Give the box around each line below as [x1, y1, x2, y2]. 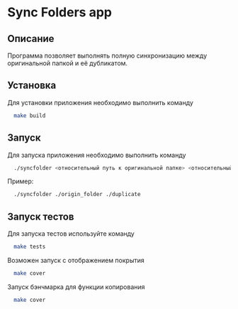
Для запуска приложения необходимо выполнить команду [7, 151, 186, 159]
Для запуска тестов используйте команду [7, 229, 135, 238]
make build [13, 112, 46, 119]
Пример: [7, 177, 34, 185]
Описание [7, 33, 55, 45]
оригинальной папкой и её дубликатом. [7, 59, 128, 67]
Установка [7, 80, 57, 92]
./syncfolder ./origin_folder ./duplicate [13, 191, 141, 198]
